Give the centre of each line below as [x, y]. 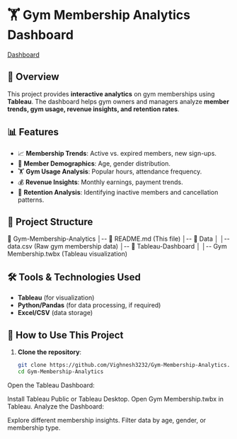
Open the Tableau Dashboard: [51, 385]
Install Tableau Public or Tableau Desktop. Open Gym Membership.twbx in [116, 399]
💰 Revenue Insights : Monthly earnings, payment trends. [100, 182]
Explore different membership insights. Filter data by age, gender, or [107, 420]
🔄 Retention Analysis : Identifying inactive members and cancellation [118, 192]
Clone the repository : [50, 352]
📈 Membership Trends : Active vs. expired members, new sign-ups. [117, 153]
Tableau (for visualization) [56, 298]
